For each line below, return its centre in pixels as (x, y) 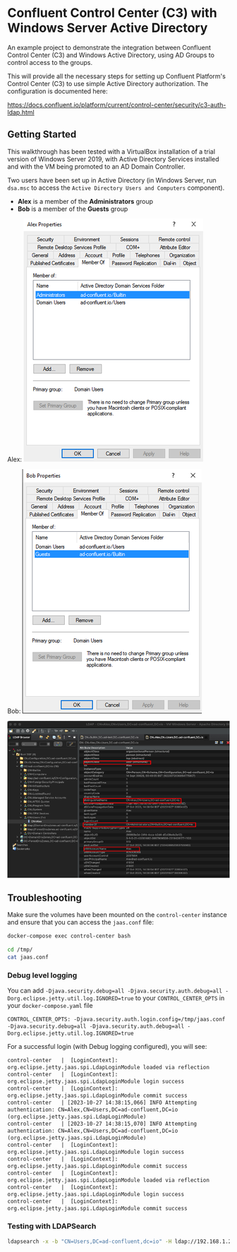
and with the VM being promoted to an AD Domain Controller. (96, 166)
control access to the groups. (50, 62)
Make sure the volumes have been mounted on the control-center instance (117, 915)
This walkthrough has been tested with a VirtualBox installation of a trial (111, 151)
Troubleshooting (45, 898)
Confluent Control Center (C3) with (112, 13)
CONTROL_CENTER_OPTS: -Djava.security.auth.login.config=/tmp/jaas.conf (116, 1020)
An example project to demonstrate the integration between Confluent (109, 47)
